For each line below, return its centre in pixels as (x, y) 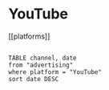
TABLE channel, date (43, 58)
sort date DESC (34, 79)
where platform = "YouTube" (55, 72)
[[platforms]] (29, 36)
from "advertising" (41, 65)
